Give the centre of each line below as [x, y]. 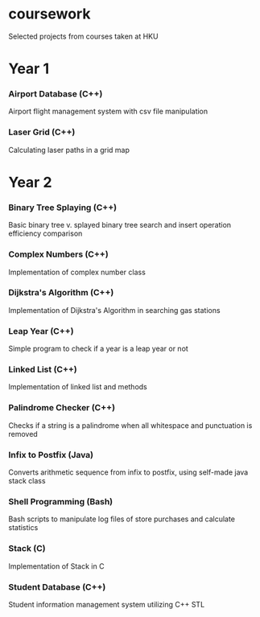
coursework [50, 14]
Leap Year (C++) [41, 331]
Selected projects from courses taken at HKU [83, 36]
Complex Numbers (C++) [58, 254]
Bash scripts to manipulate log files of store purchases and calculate [122, 519]
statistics [23, 528]
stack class [27, 480]
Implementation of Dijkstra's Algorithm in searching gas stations [114, 310]
